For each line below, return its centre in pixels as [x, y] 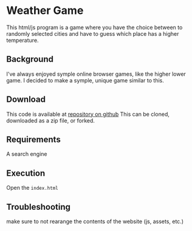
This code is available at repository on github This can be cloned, [88, 114]
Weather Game [45, 11]
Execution [26, 173]
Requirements [33, 139]
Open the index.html [33, 188]
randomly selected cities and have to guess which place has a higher [93, 33]
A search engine [27, 154]
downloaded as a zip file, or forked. [51, 120]
